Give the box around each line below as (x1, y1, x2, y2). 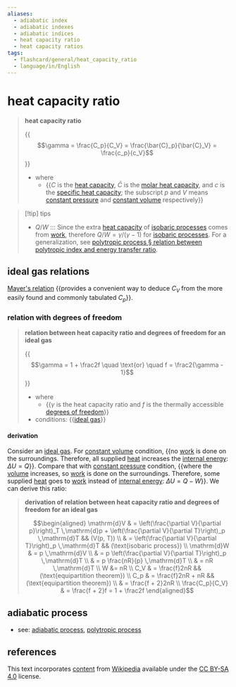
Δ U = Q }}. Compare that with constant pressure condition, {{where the (7, 462, 213, 470)
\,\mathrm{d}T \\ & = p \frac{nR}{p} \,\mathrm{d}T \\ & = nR (41, 557, 213, 565)
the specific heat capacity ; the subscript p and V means (45, 188, 209, 196)
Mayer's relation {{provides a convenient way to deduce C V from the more (7, 284, 223, 294)
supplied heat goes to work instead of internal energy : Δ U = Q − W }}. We (7, 477, 220, 486)
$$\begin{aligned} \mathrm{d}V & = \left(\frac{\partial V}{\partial (32, 519, 222, 528)
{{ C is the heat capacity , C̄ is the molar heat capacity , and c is (45, 180, 225, 189)
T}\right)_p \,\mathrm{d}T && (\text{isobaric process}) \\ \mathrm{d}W (25, 541, 230, 550)
